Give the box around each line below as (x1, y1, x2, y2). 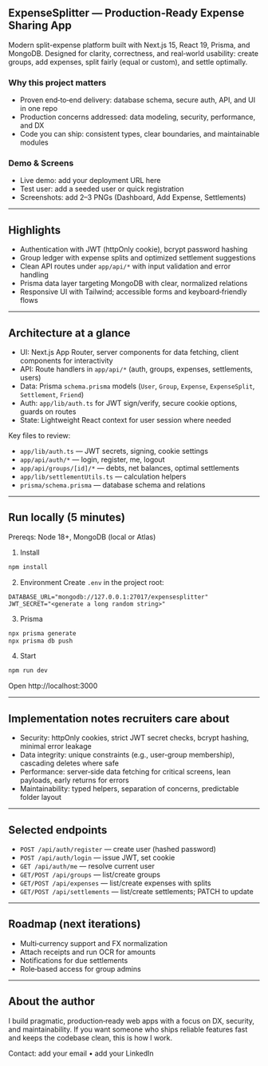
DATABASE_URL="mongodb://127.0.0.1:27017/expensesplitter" (8, 593, 209, 601)
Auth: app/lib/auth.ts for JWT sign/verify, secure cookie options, (19, 399, 238, 408)
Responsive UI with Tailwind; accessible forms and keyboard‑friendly (19, 287, 247, 296)
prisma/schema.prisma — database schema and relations (19, 480, 206, 490)
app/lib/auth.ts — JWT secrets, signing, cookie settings (19, 447, 209, 456)
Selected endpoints (8, 823, 108, 837)
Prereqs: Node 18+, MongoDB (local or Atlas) (8, 531, 156, 542)
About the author (8, 995, 96, 1008)
